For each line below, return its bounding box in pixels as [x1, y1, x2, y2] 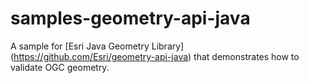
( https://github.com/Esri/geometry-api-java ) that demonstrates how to [10, 50, 300, 62]
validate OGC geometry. [10, 61, 110, 73]
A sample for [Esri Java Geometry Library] [10, 40, 185, 52]
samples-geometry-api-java [10, 7, 251, 30]
